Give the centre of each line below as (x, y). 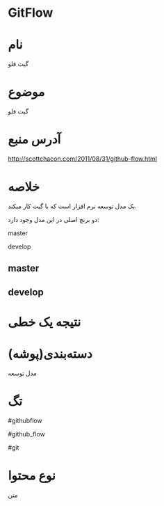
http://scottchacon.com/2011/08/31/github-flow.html (83, 159)
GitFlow (31, 13)
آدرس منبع (34, 140)
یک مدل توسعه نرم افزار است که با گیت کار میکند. (73, 206)
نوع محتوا (32, 475)
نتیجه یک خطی (44, 322)
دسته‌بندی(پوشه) (50, 354)
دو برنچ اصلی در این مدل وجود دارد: (54, 219)
